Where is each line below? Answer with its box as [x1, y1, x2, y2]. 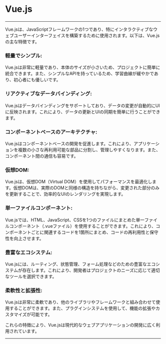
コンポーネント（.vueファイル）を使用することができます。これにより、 [9, 223, 156, 229]
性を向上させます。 [5, 235, 44, 241]
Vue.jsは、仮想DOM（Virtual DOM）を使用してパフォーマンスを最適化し [5, 179, 152, 185]
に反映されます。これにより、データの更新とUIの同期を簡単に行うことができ [5, 109, 161, 115]
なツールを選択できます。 [5, 273, 57, 279]
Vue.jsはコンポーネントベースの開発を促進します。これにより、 [5, 141, 134, 146]
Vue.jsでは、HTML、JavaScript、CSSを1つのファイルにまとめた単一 [5, 216, 145, 223]
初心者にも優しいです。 [13, 77, 61, 83]
